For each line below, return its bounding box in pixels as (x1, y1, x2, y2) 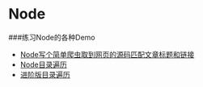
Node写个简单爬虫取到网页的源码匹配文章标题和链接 (19, 49, 195, 59)
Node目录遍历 (19, 60, 67, 69)
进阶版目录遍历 (19, 69, 70, 79)
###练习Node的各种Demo (8, 32, 95, 42)
